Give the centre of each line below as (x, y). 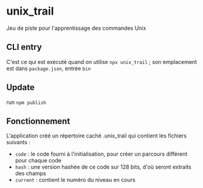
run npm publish (26, 102)
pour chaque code (38, 161)
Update (21, 87)
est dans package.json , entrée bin (49, 68)
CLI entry (24, 47)
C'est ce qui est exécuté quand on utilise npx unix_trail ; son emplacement (102, 61)
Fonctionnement (38, 121)
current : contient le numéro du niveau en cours (75, 180)
